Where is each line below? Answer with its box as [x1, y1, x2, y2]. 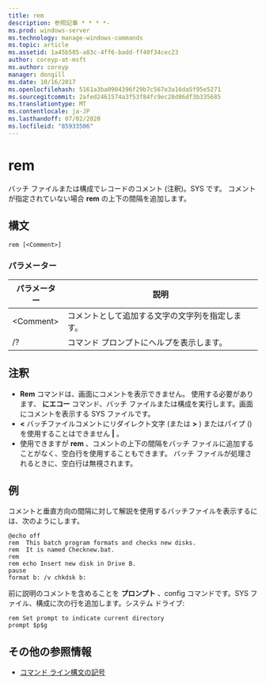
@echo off [8, 532, 41, 540]
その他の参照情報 [8, 644, 92, 659]
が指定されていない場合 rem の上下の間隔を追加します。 [8, 194, 192, 203]
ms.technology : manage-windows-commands [8, 33, 144, 42]
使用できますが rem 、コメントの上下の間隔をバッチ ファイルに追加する [19, 438, 255, 448]
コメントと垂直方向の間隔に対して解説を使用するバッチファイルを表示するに [8, 506, 258, 516]
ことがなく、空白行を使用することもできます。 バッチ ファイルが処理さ [19, 448, 252, 458]
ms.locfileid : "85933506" [8, 122, 93, 130]
